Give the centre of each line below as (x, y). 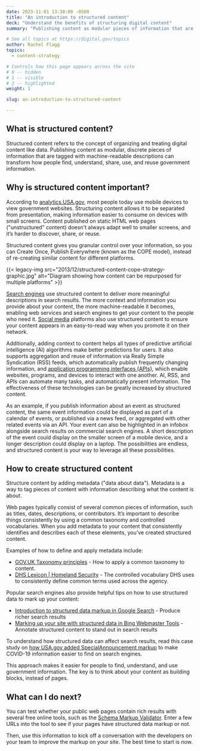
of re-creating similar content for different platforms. (71, 258)
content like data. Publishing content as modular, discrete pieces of (89, 149)
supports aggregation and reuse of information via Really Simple (85, 356)
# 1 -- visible (25, 78)
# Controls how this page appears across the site (70, 66)
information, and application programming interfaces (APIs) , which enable (97, 368)
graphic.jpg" (21, 276)
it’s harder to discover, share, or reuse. (53, 233)
